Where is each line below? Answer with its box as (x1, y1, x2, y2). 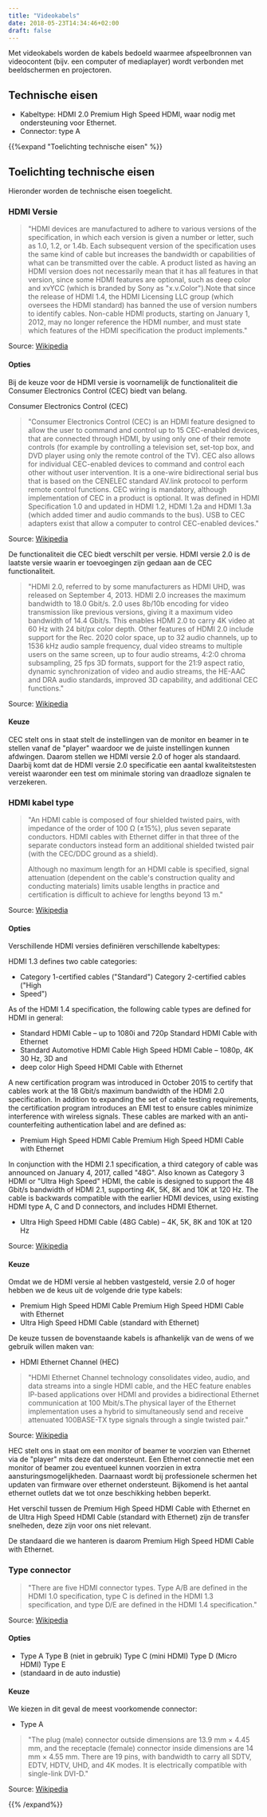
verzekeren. (8, 777, 48, 786)
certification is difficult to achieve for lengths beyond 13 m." (27, 890, 223, 899)
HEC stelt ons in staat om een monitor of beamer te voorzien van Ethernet (8, 1446, 251, 1456)
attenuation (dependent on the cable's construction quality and (27, 873, 235, 882)
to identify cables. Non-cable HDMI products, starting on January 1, (27, 309, 250, 319)
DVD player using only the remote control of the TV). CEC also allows (27, 450, 255, 460)
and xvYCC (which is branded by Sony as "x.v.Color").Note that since (27, 284, 256, 293)
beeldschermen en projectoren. (8, 65, 112, 75)
